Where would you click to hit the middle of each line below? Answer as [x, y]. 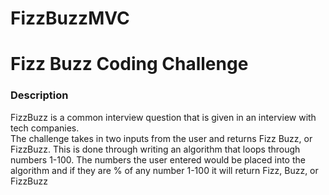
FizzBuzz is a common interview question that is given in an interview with [163, 117]
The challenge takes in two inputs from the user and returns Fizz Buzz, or [161, 138]
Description [39, 95]
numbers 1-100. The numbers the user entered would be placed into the [158, 159]
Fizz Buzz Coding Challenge [129, 64]
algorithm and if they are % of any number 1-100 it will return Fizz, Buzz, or [164, 170]
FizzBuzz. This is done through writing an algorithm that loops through [155, 149]
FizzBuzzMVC [70, 18]
